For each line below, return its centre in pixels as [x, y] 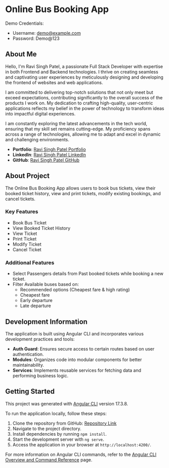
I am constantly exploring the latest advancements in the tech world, [76, 123]
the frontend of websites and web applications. [54, 82]
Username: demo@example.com [47, 33]
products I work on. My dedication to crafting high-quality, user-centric [79, 103]
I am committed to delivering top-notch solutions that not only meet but [79, 92]
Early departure [36, 301]
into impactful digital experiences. [40, 113]
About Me [21, 54]
